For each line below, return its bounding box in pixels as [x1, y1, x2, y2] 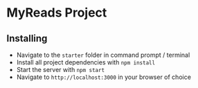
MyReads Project [6, 5, 107, 21]
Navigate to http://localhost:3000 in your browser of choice [16, 73, 192, 81]
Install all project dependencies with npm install [16, 58, 156, 67]
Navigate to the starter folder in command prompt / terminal [16, 51, 190, 59]
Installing [6, 33, 48, 44]
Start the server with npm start [16, 66, 105, 73]
